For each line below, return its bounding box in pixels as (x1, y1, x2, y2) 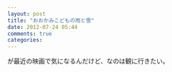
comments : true (7, 30, 53, 37)
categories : (7, 37, 43, 44)
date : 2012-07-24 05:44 (7, 23, 78, 30)
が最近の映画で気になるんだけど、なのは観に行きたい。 (7, 57, 169, 66)
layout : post (7, 10, 46, 18)
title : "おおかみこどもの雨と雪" (7, 17, 95, 24)
